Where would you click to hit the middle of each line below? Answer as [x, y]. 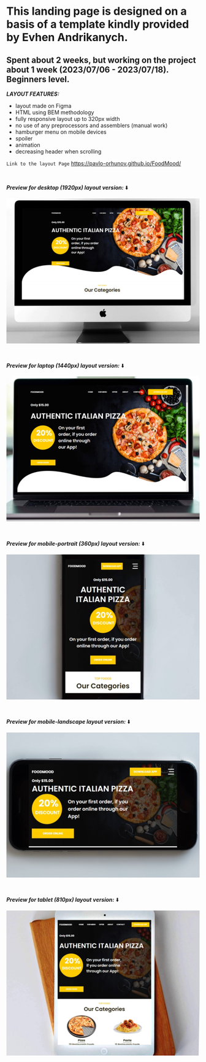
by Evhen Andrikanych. [67, 37]
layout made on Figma [43, 106]
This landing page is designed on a [97, 11]
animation [28, 145]
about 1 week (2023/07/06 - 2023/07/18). [88, 70]
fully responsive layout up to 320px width [67, 119]
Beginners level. [38, 79]
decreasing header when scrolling [58, 151]
